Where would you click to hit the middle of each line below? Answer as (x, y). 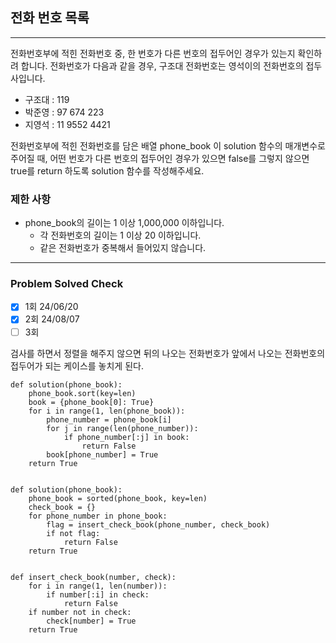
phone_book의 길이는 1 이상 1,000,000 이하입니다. (124, 223)
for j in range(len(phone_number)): (122, 428)
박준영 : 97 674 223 (64, 112)
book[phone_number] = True (102, 454)
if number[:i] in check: (98, 594)
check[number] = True (91, 621)
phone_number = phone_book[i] (109, 419)
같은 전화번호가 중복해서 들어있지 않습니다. (123, 248)
